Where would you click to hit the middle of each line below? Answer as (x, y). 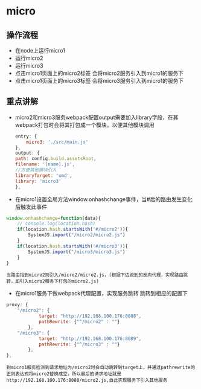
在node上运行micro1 (40, 50)
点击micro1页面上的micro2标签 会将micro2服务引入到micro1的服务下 (99, 73)
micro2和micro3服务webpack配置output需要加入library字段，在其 (97, 117)
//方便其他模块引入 (36, 170)
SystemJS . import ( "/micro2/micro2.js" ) (77, 235)
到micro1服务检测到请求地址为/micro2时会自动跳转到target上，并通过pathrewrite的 (101, 368)
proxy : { (17, 305)
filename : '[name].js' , (45, 164)
